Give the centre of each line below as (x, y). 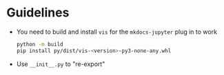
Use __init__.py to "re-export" (61, 64)
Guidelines (38, 13)
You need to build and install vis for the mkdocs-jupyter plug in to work (117, 32)
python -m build (40, 44)
